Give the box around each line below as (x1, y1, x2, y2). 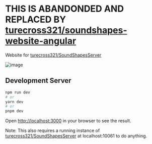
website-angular (5, 35, 77, 47)
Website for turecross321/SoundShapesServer (5, 52, 102, 58)
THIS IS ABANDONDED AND (5, 3, 124, 15)
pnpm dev (5, 109, 24, 114)
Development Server (5, 76, 71, 85)
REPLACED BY (5, 14, 66, 25)
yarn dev (5, 99, 24, 104)
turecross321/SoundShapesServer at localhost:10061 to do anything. (5, 133, 147, 139)
